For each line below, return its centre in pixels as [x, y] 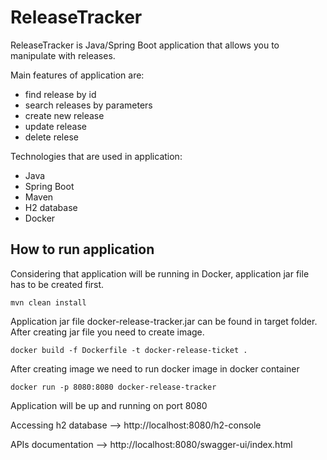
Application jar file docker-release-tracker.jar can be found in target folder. [164, 321]
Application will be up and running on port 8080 [109, 405]
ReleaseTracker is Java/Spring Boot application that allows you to [145, 45]
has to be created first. [57, 284]
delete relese [51, 137]
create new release [64, 115]
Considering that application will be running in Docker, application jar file [160, 273]
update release [55, 126]
